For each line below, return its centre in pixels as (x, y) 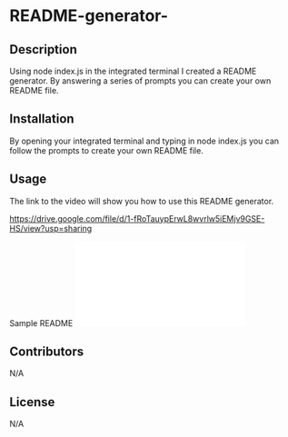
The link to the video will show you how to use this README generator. (142, 201)
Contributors (47, 352)
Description (43, 50)
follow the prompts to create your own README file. (107, 150)
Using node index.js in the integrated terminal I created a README (133, 71)
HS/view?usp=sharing (51, 228)
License (32, 402)
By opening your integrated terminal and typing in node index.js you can (144, 141)
